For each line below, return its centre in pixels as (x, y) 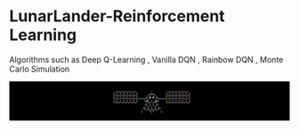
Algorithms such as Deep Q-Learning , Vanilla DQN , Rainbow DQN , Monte (146, 59)
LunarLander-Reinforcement (117, 16)
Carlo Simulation (40, 69)
